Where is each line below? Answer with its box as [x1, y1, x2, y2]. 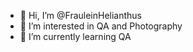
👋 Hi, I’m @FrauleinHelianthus [19, 10, 143, 21]
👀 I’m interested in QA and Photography [19, 20, 183, 32]
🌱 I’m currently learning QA [19, 31, 132, 42]
